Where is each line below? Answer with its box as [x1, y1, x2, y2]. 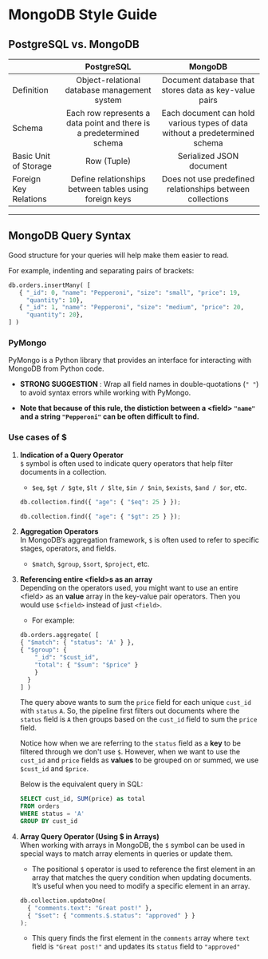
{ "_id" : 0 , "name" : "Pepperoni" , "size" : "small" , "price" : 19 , [18, 288, 241, 296]
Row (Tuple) [85, 156, 132, 166]
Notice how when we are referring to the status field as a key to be [19, 738, 242, 748]
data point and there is [66, 117, 151, 129]
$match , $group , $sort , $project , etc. [31, 559, 150, 569]
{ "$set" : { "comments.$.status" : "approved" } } [27, 911, 195, 920]
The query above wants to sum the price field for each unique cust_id [19, 698, 251, 707]
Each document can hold [161, 108, 255, 118]
